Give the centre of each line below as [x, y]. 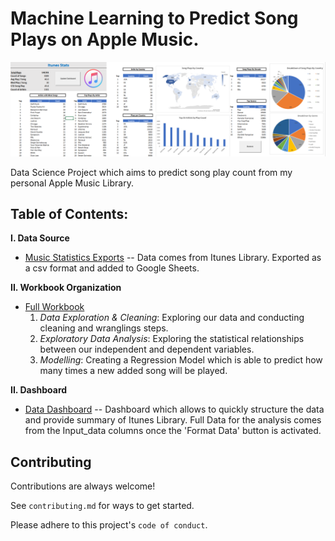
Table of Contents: [69, 213]
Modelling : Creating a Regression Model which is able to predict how [181, 360]
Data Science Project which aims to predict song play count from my [151, 172]
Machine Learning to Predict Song [154, 18]
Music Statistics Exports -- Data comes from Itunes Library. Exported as [173, 258]
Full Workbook [54, 307]
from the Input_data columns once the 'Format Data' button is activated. [173, 431]
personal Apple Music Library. [72, 183]
